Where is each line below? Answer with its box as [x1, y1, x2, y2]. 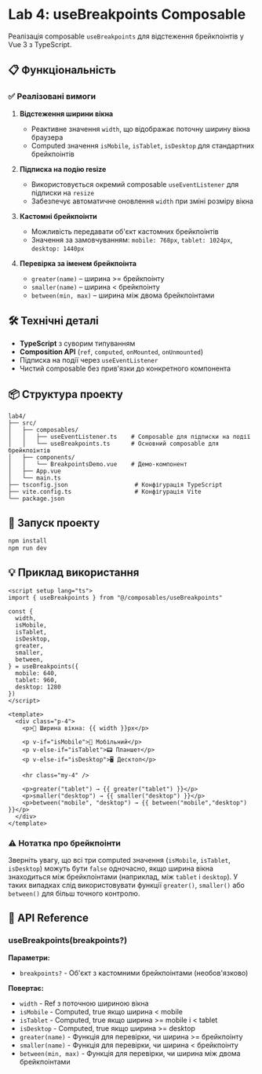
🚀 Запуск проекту [8, 516, 100, 529]
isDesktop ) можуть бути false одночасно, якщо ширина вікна [8, 864, 214, 873]
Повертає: [8, 983, 45, 992]
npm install [8, 537, 47, 545]
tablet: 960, [15, 676, 58, 684]
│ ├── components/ [8, 454, 76, 462]
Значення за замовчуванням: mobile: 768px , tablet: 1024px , [31, 235, 233, 244]
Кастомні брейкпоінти [19, 211, 97, 221]
